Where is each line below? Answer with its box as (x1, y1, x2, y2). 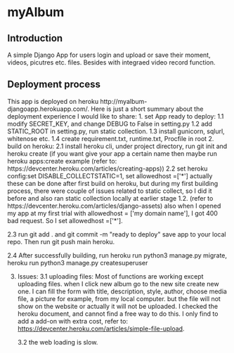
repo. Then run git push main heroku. (7, 237, 115, 246)
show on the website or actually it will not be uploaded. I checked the (17, 302, 219, 310)
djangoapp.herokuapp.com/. (7, 105, 90, 113)
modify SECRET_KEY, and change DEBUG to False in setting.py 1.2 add (7, 119, 213, 128)
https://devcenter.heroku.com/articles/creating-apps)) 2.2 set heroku (7, 164, 208, 173)
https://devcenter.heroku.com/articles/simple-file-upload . (17, 324, 185, 333)
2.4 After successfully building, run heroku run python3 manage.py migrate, (7, 251, 227, 260)
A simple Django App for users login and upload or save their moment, (7, 51, 211, 59)
